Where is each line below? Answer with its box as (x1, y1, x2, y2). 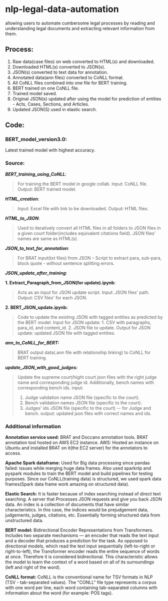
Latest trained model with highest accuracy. (5, 147, 95, 153)
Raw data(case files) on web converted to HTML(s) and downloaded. (12, 59, 155, 65)
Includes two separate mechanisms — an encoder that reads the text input (5, 532, 159, 538)
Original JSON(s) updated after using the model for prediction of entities (12, 96, 161, 102)
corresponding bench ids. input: (17, 384, 83, 391)
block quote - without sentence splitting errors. (17, 260, 115, 266)
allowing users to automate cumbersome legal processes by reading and (5, 20, 155, 26)
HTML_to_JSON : (5, 215, 40, 221)
